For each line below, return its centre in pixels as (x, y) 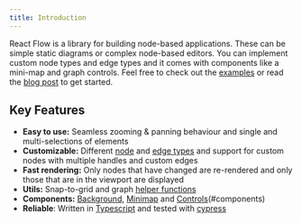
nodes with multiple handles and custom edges (110, 161)
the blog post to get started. (61, 81)
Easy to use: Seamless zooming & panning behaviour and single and (150, 132)
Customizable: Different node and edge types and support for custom (153, 151)
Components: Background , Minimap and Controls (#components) (144, 199)
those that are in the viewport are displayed (103, 180)
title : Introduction (48, 18)
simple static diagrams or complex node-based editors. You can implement (149, 53)
